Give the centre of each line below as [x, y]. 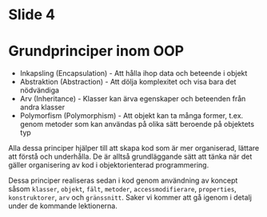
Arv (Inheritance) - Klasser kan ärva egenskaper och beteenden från [133, 99]
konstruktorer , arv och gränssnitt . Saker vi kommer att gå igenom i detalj [130, 198]
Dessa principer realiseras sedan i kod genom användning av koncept [123, 180]
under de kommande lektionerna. [63, 206]
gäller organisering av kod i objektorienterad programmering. [109, 165]
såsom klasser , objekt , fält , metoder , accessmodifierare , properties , [123, 189]
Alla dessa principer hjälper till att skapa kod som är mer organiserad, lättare [134, 148]
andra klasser [42, 107]
